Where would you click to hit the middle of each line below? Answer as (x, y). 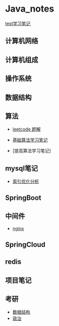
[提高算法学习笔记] (32, 151)
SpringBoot (23, 198)
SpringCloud (25, 244)
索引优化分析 (25, 181)
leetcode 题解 (26, 129)
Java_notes (30, 9)
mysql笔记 (22, 168)
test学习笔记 (18, 23)
